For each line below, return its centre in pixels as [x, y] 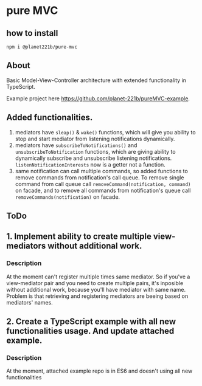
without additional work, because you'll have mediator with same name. [96, 289]
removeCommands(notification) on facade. [68, 197]
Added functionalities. [50, 118]
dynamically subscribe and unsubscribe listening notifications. [93, 158]
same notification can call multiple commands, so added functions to [102, 171]
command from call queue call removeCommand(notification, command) [103, 184]
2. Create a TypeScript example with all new [91, 322]
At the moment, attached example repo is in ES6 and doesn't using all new [99, 371]
